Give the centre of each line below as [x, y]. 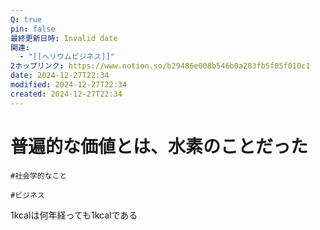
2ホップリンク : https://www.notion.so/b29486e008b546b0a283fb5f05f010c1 [160, 66]
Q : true [26, 19]
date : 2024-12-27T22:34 [60, 76]
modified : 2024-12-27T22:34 [69, 85]
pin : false [33, 29]
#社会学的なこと [39, 176]
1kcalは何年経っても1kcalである [74, 215]
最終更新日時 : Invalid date [64, 38]
